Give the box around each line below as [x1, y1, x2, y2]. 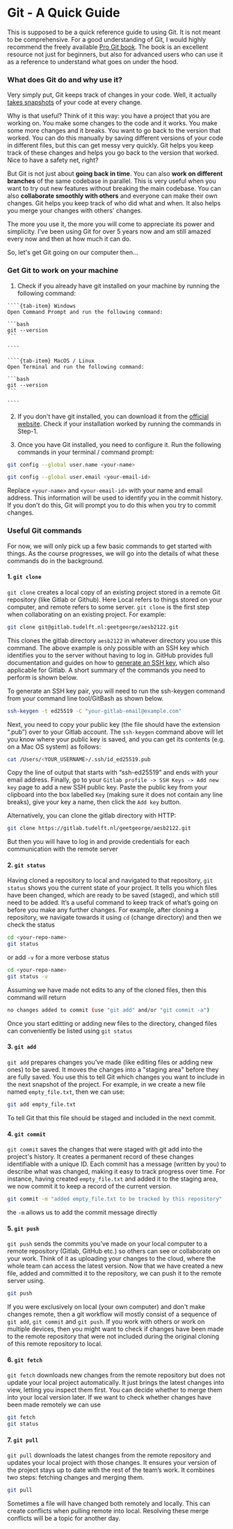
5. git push [7, 1224, 40, 1232]
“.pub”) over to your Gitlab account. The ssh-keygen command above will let [7, 728, 224, 736]
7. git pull [7, 1436, 39, 1444]
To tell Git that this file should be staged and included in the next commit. [7, 1113, 217, 1122]
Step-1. [17, 427, 38, 435]
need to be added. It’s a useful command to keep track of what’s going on [7, 898, 218, 907]
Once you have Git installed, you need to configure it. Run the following [17, 440, 221, 448]
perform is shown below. [7, 673, 78, 682]
